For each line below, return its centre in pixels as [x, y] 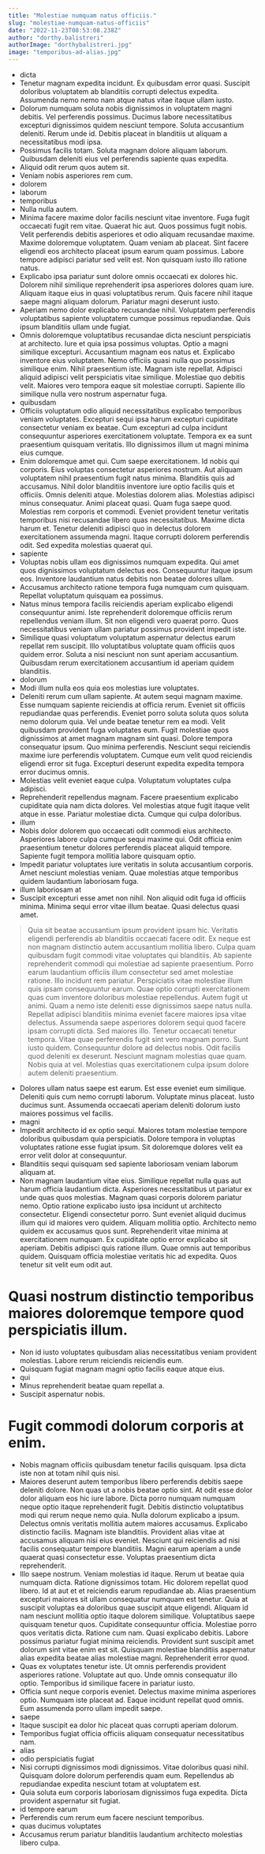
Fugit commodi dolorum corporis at [126, 1426]
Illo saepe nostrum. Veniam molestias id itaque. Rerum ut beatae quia [132, 1573]
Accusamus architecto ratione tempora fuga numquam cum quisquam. [134, 587]
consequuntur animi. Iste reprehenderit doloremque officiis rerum [126, 612]
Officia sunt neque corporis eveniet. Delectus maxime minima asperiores [138, 1691]
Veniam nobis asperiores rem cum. [76, 176]
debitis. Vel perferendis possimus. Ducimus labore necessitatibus [126, 117]
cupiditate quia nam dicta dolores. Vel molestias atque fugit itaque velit [134, 806]
